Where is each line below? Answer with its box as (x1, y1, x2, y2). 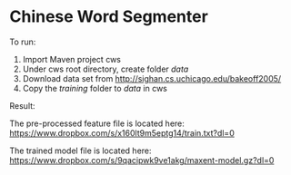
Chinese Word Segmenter (9, 6, 209, 27)
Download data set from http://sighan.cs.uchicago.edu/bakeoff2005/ (22, 73, 282, 83)
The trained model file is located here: (9, 145, 152, 156)
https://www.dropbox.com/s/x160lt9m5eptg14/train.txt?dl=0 (9, 127, 235, 138)
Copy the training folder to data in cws (22, 83, 168, 93)
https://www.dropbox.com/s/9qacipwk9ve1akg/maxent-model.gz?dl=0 (9, 154, 275, 165)
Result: (9, 100, 35, 111)
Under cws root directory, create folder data (22, 63, 189, 74)
